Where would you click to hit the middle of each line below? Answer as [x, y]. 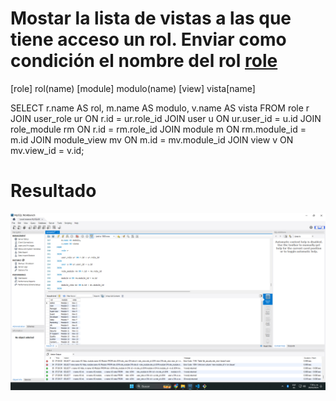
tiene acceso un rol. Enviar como [148, 39]
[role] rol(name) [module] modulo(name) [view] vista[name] [133, 88]
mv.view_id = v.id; [47, 150]
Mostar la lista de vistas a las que [151, 18]
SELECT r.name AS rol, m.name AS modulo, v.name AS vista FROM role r [160, 108]
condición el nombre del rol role [144, 61]
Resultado [53, 191]
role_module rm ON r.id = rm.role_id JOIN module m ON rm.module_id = [158, 129]
